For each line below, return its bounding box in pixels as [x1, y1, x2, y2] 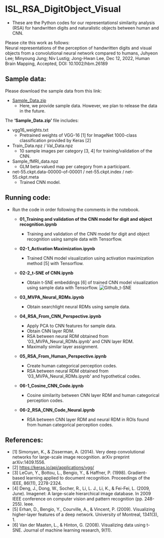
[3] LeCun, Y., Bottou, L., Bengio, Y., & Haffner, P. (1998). [12, 470, 127, 476]
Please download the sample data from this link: [5, 88, 102, 94]
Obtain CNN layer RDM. [26, 328, 74, 334]
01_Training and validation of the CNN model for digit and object [19, 216, 153, 222]
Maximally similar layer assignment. [26, 343, 99, 350]
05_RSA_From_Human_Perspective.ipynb [19, 353, 107, 359]
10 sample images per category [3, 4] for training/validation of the [19, 148, 153, 153]
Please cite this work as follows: [5, 39, 70, 45]
